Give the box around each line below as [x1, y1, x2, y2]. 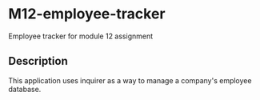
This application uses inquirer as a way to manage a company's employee [8, 75, 252, 85]
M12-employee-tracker [8, 5, 166, 23]
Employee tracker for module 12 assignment [8, 31, 154, 41]
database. [8, 84, 42, 94]
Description [8, 54, 68, 68]
